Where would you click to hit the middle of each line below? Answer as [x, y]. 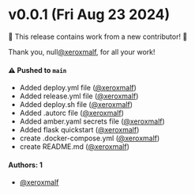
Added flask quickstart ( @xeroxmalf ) [79, 130]
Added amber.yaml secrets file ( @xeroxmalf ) [92, 121]
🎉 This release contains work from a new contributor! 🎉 [98, 36]
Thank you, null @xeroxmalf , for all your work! [82, 52]
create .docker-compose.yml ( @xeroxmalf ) [90, 138]
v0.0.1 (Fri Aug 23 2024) [89, 15]
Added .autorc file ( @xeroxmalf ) [72, 113]
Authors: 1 [26, 165]
